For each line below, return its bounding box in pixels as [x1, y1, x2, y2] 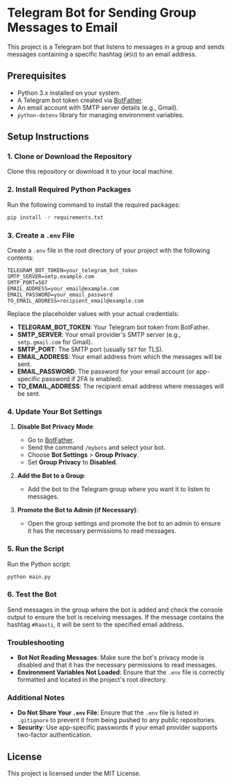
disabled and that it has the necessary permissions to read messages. [17, 660, 217, 669]
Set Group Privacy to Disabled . [27, 458, 118, 467]
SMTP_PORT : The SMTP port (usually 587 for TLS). [17, 345, 164, 353]
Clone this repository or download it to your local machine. [7, 167, 175, 176]
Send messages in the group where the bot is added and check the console [7, 606, 223, 614]
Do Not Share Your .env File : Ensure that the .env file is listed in [17, 708, 199, 717]
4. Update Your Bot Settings [7, 406, 102, 416]
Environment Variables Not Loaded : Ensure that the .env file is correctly [17, 668, 225, 676]
